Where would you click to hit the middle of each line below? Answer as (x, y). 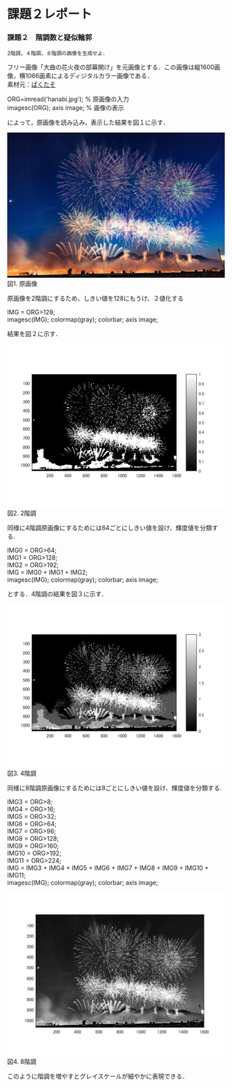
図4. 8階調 (22, 1061)
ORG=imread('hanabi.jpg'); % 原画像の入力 (68, 99)
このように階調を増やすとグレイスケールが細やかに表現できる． (98, 1077)
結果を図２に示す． (35, 334)
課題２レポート (50, 14)
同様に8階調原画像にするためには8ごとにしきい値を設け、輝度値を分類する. (115, 788)
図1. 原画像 (22, 284)
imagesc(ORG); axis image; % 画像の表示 (66, 108)
